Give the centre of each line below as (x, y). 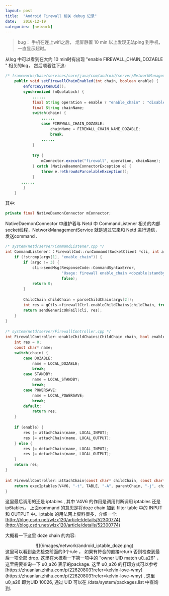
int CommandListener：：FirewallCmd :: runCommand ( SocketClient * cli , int (82, 252)
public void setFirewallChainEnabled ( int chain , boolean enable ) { (86, 81)
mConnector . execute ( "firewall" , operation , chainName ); (101, 161)
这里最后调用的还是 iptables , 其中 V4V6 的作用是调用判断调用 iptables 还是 (83, 502)
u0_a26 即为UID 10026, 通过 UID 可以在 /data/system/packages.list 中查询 (82, 582)
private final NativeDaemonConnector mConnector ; (58, 213)
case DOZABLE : (38, 358)
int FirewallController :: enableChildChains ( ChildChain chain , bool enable (85, 337)
